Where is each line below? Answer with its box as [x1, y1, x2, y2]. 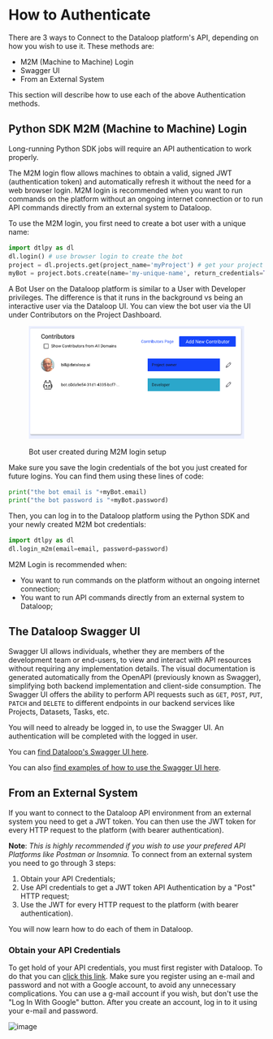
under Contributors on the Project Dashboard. [8, 310, 162, 320]
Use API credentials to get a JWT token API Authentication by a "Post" [19, 882, 256, 892]
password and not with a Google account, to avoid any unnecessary [8, 980, 236, 989]
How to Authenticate [8, 6, 151, 24]
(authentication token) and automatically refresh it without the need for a [8, 176, 252, 186]
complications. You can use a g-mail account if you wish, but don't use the [8, 989, 258, 998]
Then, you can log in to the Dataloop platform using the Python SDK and [8, 511, 250, 521]
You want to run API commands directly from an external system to [19, 593, 245, 603]
